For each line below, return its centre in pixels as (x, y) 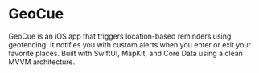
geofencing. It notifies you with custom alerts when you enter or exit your (130, 44)
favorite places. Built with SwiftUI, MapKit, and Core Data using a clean (126, 53)
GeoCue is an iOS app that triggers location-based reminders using (120, 36)
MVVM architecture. (42, 62)
